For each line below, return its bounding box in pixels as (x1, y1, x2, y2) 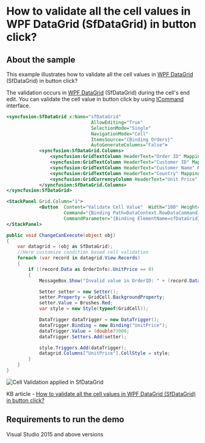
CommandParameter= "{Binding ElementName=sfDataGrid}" (63, 215, 203, 221)
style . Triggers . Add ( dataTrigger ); (38, 345, 127, 351)
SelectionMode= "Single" (90, 125, 151, 131)
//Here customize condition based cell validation (17, 249, 149, 256)
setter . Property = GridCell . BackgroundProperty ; (38, 294, 165, 300)
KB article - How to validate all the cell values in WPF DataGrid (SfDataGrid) (6, 390, 196, 397)
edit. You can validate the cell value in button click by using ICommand (6, 96, 184, 103)
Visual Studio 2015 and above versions (6, 430, 104, 438)
